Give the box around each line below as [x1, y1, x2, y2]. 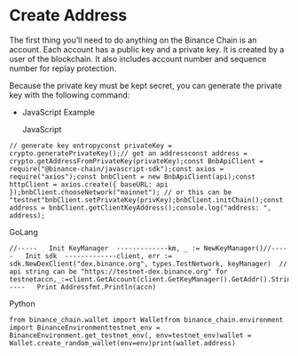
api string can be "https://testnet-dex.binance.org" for [9, 267, 228, 276]
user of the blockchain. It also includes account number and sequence [9, 53, 267, 64]
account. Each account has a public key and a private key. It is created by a [9, 44, 285, 54]
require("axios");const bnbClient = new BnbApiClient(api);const [9, 172, 255, 181]
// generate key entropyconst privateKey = [9, 141, 173, 150]
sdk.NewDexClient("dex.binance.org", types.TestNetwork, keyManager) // [9, 259, 288, 268]
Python [9, 298, 35, 309]
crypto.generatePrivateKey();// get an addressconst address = [9, 148, 248, 158]
